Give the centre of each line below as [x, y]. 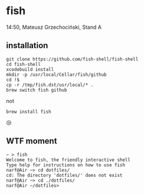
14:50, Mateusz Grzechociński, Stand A [54, 27]
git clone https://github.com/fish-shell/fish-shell [72, 59]
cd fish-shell [24, 64]
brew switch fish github [37, 90]
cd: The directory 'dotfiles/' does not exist [64, 175]
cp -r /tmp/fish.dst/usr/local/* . [50, 85]
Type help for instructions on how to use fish [66, 165]
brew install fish [29, 112]
